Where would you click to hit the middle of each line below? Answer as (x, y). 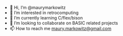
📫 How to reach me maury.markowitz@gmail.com (61, 28)
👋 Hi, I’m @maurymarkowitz (38, 8)
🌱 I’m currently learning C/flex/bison (46, 18)
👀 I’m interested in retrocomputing (44, 13)
